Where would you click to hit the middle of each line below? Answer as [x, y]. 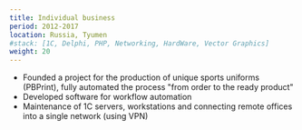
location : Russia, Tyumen [58, 35]
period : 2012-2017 [44, 26]
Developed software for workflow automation [107, 97]
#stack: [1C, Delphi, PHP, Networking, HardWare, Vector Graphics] [140, 43]
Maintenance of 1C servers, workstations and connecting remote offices [157, 106]
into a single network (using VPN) [85, 116]
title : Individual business [63, 18]
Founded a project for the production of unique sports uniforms [141, 77]
